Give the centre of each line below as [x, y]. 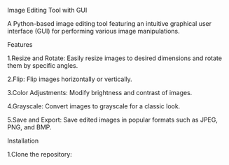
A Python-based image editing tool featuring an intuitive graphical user [110, 23]
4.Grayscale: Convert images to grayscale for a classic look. [94, 106]
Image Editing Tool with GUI [47, 10]
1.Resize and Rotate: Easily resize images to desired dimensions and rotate [115, 58]
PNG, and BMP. [29, 127]
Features [20, 44]
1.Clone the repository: [40, 154]
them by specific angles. [43, 65]
